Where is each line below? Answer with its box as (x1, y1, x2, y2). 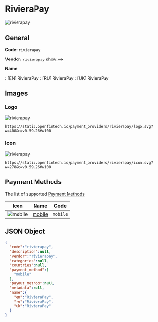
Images (5, 89, 28, 98)
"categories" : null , (9, 258, 49, 263)
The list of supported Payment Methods (5, 191, 85, 197)
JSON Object (5, 227, 45, 235)
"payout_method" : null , (9, 281, 55, 286)
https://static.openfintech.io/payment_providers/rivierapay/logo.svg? (5, 124, 153, 129)
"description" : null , (9, 249, 51, 254)
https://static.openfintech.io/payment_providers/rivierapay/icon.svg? (5, 160, 153, 165)
